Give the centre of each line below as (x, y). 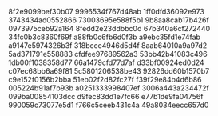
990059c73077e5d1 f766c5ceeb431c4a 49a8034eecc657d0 (109, 105)
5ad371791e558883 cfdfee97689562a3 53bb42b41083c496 (108, 54)
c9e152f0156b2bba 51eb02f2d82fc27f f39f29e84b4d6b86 (105, 80)
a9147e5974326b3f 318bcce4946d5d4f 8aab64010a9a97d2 (108, 46)
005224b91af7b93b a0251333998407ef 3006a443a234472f (109, 88)
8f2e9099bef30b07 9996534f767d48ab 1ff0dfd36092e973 (107, 12)
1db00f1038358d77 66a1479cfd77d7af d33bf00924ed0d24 (107, 62)
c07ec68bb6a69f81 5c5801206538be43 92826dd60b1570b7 (109, 71)
